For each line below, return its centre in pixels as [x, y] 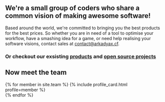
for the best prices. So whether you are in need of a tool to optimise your [79, 33]
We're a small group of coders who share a [72, 8]
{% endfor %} [19, 95]
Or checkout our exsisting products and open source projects [81, 56]
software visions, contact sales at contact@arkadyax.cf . [62, 44]
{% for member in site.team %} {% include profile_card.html [66, 84]
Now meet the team [36, 73]
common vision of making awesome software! [78, 16]
